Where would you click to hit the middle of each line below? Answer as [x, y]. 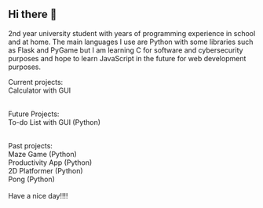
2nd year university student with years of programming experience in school [132, 33]
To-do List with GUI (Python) [54, 122]
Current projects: [36, 82]
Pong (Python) [31, 179]
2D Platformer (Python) [46, 170]
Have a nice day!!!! [38, 195]
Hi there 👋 [33, 15]
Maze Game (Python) [42, 154]
